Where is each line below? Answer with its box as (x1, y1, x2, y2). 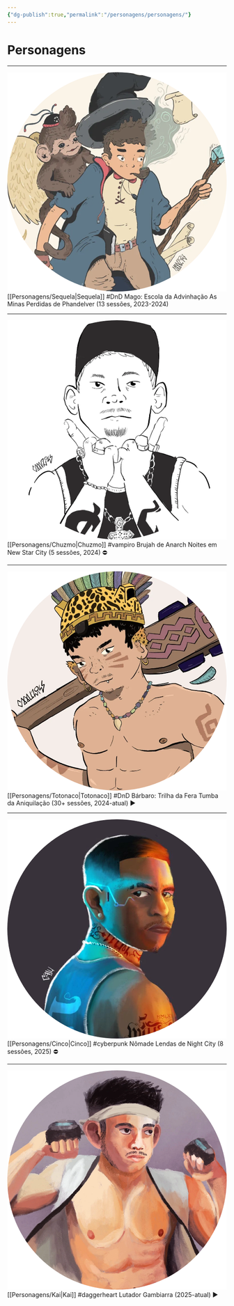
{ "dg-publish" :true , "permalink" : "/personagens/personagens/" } (7, 11, 192, 18)
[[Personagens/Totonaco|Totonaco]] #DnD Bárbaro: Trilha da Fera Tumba (7, 791, 219, 800)
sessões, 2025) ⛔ (7, 1047, 58, 1055)
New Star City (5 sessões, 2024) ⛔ (7, 548, 108, 556)
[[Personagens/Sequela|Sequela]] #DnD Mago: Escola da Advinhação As (7, 292, 217, 301)
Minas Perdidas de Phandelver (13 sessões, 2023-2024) (7, 299, 169, 308)
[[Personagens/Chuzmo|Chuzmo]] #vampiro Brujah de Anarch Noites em (7, 540, 217, 549)
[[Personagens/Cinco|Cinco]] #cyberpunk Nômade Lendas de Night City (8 (7, 1039, 224, 1048)
